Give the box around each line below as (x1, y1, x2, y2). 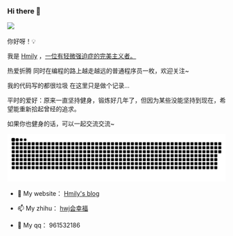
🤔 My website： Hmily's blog (17, 189, 100, 198)
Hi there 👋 (7, 6, 42, 16)
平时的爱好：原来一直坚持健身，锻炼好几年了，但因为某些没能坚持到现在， (7, 96, 220, 105)
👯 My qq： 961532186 (17, 221, 81, 230)
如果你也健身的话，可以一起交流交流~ (7, 119, 115, 128)
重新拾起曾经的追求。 (19, 105, 80, 113)
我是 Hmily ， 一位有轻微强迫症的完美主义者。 (7, 52, 137, 60)
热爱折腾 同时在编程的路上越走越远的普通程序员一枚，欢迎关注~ (7, 67, 189, 75)
